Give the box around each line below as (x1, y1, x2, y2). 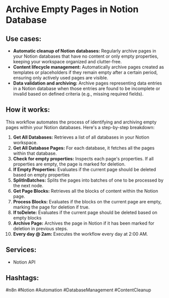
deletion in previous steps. (13, 225, 69, 231)
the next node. (13, 182, 43, 188)
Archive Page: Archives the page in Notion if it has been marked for (13, 220, 154, 226)
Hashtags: (6, 274, 39, 282)
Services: (6, 245, 37, 254)
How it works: (6, 105, 50, 114)
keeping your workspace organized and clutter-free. (13, 59, 122, 64)
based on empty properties (13, 172, 70, 178)
